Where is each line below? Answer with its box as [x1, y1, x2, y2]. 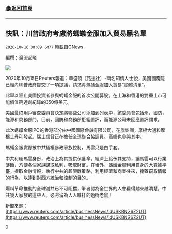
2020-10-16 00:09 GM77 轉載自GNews [5, 44, 84, 50]
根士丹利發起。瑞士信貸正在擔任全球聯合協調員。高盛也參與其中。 [5, 133, 144, 140]
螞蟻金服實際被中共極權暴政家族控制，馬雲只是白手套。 [5, 145, 122, 151]
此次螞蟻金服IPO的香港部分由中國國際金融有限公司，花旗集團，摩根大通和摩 [5, 127, 165, 133]
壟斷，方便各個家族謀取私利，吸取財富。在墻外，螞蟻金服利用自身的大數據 [5, 162, 162, 168]
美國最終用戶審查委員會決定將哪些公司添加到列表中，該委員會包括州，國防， [5, 110, 167, 116]
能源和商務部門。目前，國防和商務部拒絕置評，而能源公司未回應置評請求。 [5, 116, 162, 123]
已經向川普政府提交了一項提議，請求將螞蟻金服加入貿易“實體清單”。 [5, 82, 148, 88]
